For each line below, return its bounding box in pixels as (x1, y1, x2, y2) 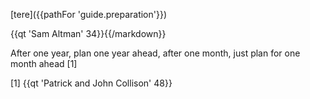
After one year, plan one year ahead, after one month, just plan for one (10, 47, 301, 59)
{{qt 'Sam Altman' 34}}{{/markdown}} (10, 28, 167, 39)
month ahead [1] (10, 58, 78, 69)
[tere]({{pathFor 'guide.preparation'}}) (10, 9, 168, 20)
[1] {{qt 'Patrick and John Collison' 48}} (10, 77, 173, 89)
